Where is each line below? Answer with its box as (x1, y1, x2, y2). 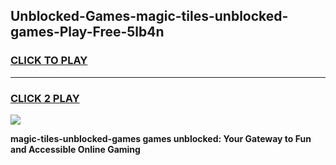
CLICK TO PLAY (10, 54, 88, 68)
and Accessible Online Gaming (10, 143, 141, 155)
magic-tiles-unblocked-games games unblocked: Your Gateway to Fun (10, 132, 312, 144)
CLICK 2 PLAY (10, 91, 80, 105)
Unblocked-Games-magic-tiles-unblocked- (10, 8, 289, 25)
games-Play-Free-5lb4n (10, 24, 165, 41)
